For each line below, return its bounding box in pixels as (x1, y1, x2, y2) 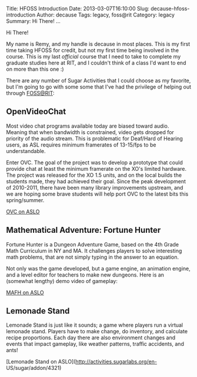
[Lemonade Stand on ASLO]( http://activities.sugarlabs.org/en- (6, 358, 158, 365)
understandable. (6, 147, 46, 154)
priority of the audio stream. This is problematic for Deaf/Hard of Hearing (6, 135, 183, 142)
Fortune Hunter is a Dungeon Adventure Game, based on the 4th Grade (6, 240, 179, 248)
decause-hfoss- (151, 5, 190, 12)
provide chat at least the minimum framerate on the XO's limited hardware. (6, 165, 187, 172)
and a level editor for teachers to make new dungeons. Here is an (6, 271, 165, 278)
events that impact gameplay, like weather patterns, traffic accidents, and (6, 340, 184, 347)
